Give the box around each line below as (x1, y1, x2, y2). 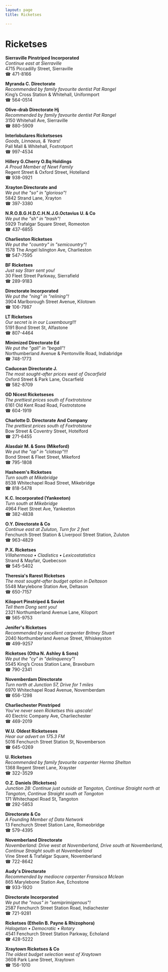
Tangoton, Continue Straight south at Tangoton (5, 791, 104, 797)
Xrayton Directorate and (5, 184, 57, 190)
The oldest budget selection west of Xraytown (5, 951, 101, 957)
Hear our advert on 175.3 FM (5, 734, 65, 740)
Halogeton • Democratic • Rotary (5, 926, 75, 932)
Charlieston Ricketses (5, 236, 52, 242)
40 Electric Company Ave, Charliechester (5, 713, 91, 719)
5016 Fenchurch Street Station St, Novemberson (5, 739, 106, 745)
